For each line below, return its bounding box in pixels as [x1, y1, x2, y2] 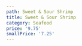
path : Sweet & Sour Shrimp [6, 8, 74, 15]
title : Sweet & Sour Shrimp [6, 14, 77, 20]
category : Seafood [6, 20, 52, 26]
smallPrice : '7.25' [6, 31, 55, 37]
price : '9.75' [6, 25, 42, 32]
